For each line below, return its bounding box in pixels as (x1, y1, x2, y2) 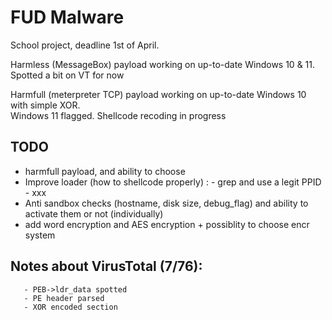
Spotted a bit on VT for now (10, 69, 125, 81)
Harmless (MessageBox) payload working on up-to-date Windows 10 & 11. (10, 58, 316, 70)
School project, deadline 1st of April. (10, 39, 160, 51)
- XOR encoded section (23, 302, 118, 312)
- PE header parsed (23, 293, 105, 303)
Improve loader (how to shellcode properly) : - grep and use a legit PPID (24, 176, 322, 188)
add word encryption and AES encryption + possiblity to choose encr (24, 218, 310, 230)
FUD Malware (10, 6, 125, 29)
